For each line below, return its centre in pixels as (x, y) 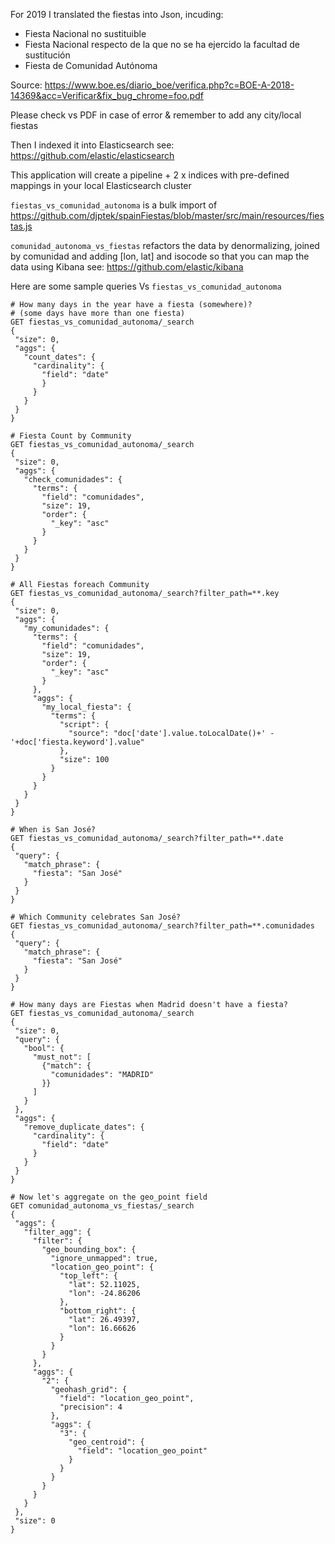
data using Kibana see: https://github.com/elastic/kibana (127, 267)
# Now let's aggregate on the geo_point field (109, 1197)
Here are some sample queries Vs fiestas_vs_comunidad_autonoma (146, 286)
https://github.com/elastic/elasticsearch (92, 155)
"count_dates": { (60, 357)
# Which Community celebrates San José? (96, 917)
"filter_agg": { (57, 1232)
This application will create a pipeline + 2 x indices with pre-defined (150, 175)
